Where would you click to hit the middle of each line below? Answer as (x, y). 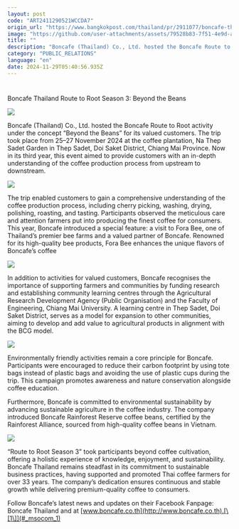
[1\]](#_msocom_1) (34, 518)
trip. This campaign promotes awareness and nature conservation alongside (119, 380)
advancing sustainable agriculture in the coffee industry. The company (111, 409)
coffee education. (33, 388)
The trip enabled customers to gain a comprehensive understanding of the (117, 198)
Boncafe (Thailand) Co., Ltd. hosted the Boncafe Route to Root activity (110, 125)
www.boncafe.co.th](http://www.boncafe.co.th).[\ (156, 511)
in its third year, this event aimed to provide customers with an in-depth (112, 155)
